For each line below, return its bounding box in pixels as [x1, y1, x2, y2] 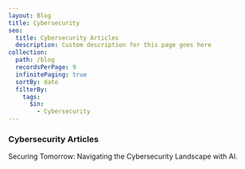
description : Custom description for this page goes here [15, 41, 212, 49]
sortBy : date [15, 78, 59, 86]
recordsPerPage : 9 [15, 63, 77, 71]
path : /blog [15, 56, 56, 64]
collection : [8, 48, 48, 56]
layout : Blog [8, 11, 52, 20]
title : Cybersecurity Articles [15, 33, 119, 42]
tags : [22, 93, 41, 101]
